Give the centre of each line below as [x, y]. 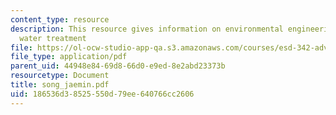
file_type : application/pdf [69, 57]
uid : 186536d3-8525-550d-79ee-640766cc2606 [102, 94]
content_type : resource [60, 19]
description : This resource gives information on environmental [147, 29]
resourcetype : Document [60, 76]
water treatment [53, 38]
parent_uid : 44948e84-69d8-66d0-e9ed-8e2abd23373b [118, 66]
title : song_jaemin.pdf [60, 85]
